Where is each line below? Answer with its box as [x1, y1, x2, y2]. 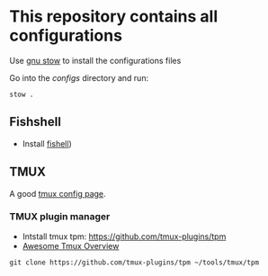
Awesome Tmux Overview [22, 240, 120, 251]
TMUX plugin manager [9, 210, 111, 223]
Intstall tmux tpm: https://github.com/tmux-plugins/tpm [22, 231, 227, 242]
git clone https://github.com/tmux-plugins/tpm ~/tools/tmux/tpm [9, 258, 259, 267]
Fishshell [9, 114, 61, 129]
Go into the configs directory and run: [9, 72, 149, 83]
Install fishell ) [22, 138, 72, 149]
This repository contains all [9, 6, 219, 27]
